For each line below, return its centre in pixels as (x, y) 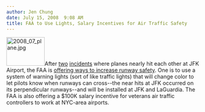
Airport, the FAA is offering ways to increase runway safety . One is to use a (101, 70)
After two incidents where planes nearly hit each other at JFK (122, 64)
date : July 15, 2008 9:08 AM (45, 18)
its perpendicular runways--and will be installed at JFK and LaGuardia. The (101, 89)
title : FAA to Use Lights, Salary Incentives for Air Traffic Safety (97, 23)
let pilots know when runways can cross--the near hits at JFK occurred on (100, 83)
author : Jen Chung (30, 12)
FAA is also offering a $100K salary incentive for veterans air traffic (91, 96)
